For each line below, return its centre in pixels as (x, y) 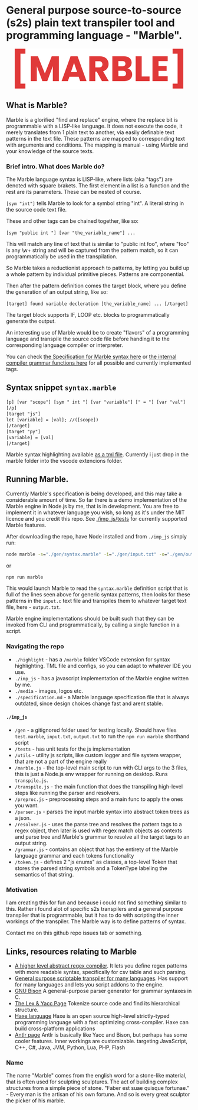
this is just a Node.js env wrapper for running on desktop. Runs (91, 774)
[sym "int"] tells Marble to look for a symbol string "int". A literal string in (95, 203)
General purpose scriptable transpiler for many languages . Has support (101, 978)
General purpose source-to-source (94, 10)
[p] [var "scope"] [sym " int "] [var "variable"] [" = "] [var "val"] (96, 402)
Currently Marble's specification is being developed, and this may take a (94, 494)
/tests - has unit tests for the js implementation (72, 749)
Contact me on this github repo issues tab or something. (75, 933)
